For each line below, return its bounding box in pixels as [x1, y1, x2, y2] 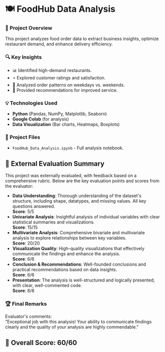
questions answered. [12, 204, 55, 210]
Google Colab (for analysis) [12, 116, 69, 122]
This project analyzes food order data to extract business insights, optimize [5, 36, 159, 42]
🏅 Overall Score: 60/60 [5, 338, 77, 347]
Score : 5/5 [12, 209, 35, 214]
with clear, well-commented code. [12, 282, 82, 288]
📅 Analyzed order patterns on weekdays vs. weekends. [12, 82, 125, 88]
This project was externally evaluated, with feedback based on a [5, 173, 137, 179]
